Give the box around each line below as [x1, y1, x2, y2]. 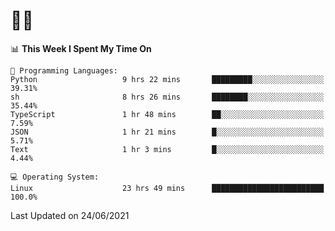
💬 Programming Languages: [10, 65, 118, 76]
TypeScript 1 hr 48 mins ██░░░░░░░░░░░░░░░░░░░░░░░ [10, 109, 325, 119]
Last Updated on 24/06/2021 [10, 209, 130, 221]
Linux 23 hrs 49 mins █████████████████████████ [10, 183, 325, 193]
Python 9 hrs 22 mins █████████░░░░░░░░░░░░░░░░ [10, 74, 325, 84]
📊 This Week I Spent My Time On [10, 42, 152, 54]
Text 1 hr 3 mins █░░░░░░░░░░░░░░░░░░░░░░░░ [10, 144, 325, 154]
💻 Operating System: [10, 172, 100, 182]
